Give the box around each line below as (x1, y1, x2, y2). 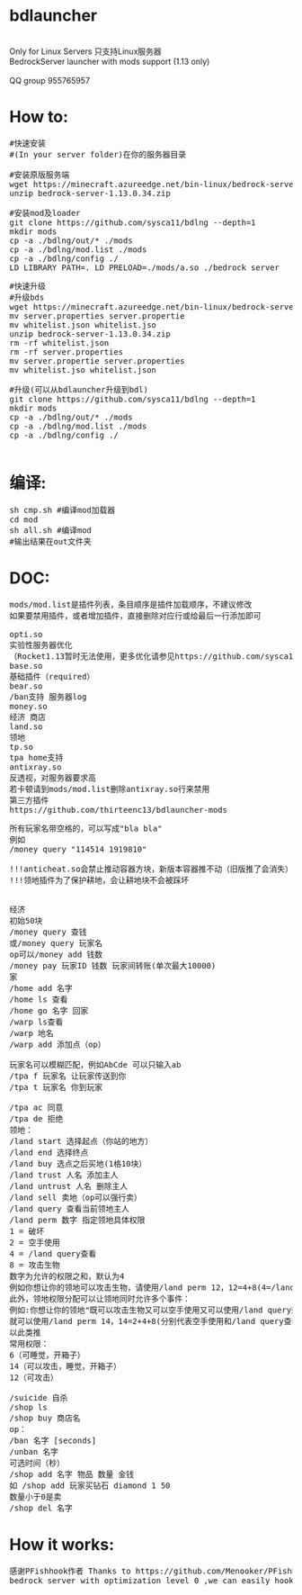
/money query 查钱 (9, 926, 87, 937)
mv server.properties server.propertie (9, 311, 185, 320)
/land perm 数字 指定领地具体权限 (9, 1214, 146, 1225)
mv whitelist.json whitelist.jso (9, 320, 157, 329)
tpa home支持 (9, 752, 64, 762)
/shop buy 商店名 (9, 1412, 81, 1423)
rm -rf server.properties (9, 347, 124, 356)
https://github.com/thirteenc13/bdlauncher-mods (9, 805, 227, 815)
